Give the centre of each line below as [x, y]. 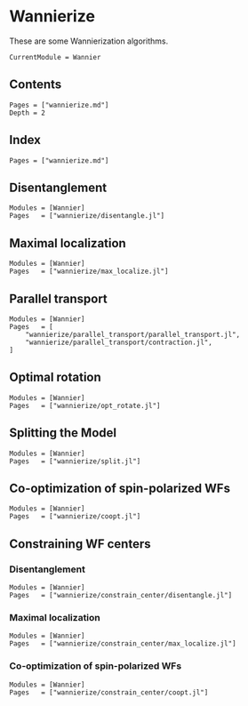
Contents [36, 85]
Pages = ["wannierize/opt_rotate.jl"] [85, 405]
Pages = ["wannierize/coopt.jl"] [75, 517]
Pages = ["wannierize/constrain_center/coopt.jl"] [109, 692]
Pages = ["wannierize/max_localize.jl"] [89, 272]
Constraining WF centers [80, 544]
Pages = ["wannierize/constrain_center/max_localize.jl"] [123, 644]
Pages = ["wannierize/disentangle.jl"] [87, 216]
